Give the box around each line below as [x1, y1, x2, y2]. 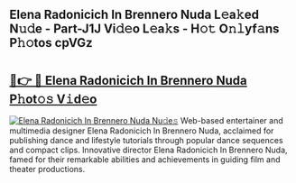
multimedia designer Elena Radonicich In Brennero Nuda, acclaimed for [9, 125, 274, 136]
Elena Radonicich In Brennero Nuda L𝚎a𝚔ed [9, 7, 260, 23]
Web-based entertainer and [180, 115, 284, 125]
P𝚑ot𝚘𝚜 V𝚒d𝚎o [9, 91, 97, 106]
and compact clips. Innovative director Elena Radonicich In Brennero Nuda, [9, 144, 288, 155]
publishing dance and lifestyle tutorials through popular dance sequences [9, 135, 283, 145]
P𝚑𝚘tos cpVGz [9, 35, 93, 50]
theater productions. [9, 164, 86, 174]
